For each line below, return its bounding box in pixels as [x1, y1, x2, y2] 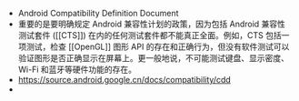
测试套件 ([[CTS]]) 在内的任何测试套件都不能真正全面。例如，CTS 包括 [17, 30, 282, 40]
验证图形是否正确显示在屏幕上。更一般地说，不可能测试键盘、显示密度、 [17, 53, 289, 63]
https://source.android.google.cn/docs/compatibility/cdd [17, 75, 232, 85]
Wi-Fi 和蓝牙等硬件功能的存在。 [17, 64, 137, 75]
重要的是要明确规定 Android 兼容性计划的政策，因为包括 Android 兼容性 [17, 18, 286, 29]
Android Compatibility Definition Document [17, 8, 179, 18]
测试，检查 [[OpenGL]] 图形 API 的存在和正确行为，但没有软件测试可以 [25, 41, 290, 52]
